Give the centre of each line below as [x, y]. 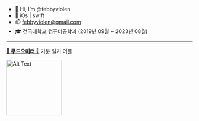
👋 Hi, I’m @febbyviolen [42, 9]
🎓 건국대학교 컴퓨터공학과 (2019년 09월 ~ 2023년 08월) [81, 31]
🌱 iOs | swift [29, 15]
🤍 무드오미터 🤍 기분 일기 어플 [39, 51]
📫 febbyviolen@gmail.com [48, 22]
